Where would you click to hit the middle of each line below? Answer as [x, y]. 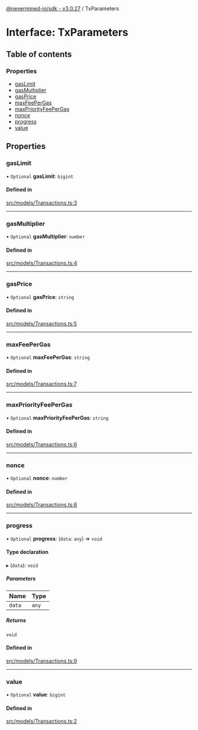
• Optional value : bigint [36, 695]
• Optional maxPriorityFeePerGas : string [57, 418]
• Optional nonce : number [37, 478]
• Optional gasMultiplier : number [46, 236]
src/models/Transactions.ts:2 [42, 721]
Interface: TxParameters [67, 33]
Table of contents [39, 54]
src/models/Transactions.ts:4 [42, 263]
